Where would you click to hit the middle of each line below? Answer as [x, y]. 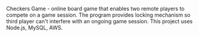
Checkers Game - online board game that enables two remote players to [95, 9]
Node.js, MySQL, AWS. [34, 27]
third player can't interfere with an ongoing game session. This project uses [99, 21]
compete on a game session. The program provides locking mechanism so [98, 15]
